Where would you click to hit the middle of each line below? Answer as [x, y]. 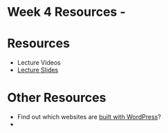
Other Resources [57, 98]
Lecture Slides [38, 70]
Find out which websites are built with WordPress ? [89, 117]
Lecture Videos [39, 63]
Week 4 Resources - [66, 12]
